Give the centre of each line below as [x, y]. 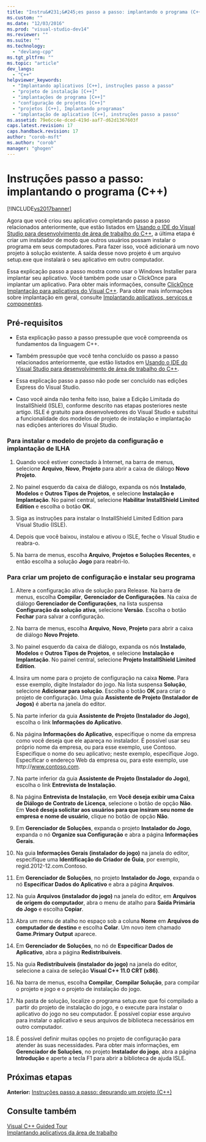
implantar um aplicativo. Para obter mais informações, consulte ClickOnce [100, 284]
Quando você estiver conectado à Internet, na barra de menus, [95, 462]
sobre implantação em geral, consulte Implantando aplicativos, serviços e [100, 297]
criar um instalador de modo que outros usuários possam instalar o [91, 240]
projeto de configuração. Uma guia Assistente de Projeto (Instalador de [107, 697]
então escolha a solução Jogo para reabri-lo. [73, 561]
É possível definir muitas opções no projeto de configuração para [98, 1038]
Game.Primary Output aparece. [56, 934]
